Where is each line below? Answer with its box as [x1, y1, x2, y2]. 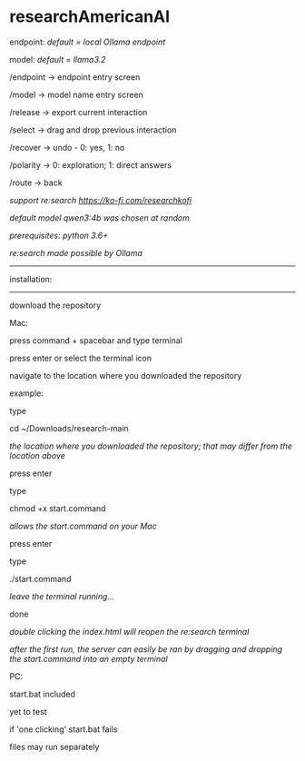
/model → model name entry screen [9, 89, 143, 100]
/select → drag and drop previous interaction [9, 124, 177, 135]
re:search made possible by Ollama [9, 247, 143, 258]
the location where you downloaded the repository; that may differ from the [9, 440, 293, 451]
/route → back [9, 177, 63, 188]
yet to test [9, 706, 47, 717]
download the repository [9, 300, 102, 311]
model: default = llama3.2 [9, 54, 106, 64]
